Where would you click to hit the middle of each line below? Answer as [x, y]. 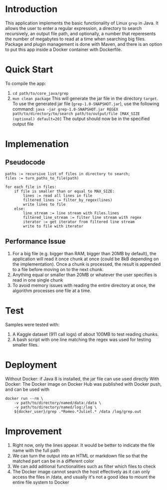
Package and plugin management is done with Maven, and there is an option [84, 44]
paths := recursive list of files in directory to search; [68, 174]
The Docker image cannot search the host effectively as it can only [81, 472]
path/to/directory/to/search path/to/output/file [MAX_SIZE [76, 114]
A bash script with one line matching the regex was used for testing [82, 339]
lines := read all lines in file [58, 195]
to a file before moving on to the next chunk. [58, 269]
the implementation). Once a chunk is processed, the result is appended [86, 264]
